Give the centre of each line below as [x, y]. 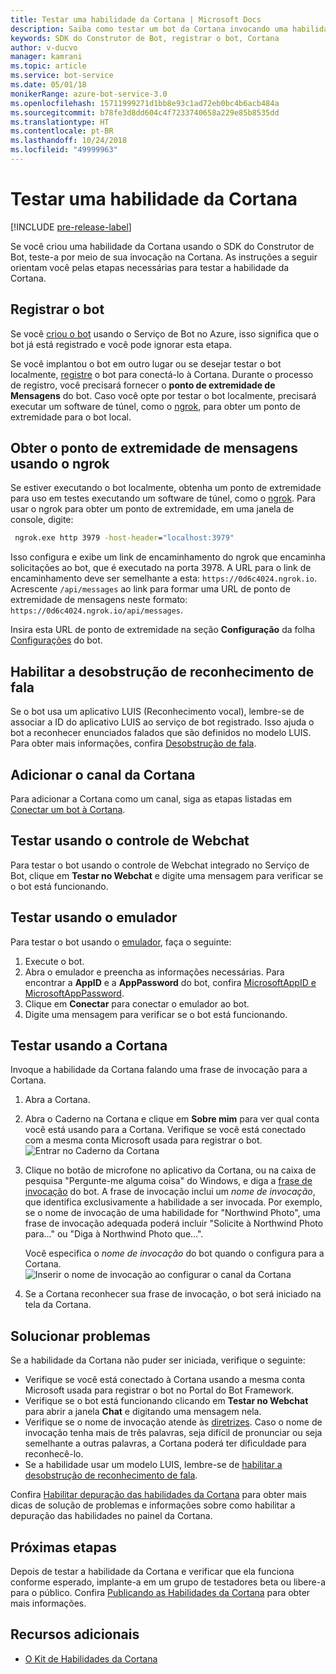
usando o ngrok [60, 464]
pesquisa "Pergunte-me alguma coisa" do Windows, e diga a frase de [168, 1181]
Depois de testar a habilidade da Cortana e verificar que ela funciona [152, 1571]
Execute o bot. [54, 961]
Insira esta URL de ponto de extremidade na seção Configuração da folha [163, 630]
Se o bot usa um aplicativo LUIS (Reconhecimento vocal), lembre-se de [157, 712]
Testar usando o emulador [94, 917]
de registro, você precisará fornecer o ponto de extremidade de [143, 385]
